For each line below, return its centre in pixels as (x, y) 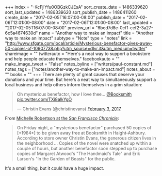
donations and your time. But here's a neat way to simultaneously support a (81, 79)
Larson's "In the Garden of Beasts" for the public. (66, 159)
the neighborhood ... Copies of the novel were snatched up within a (84, 143)
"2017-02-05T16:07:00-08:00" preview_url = (50, 28)
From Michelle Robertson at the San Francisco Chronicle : (62, 118)
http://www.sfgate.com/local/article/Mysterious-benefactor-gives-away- (80, 43)
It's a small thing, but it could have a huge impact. (55, 168)
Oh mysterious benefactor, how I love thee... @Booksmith (74, 94)
